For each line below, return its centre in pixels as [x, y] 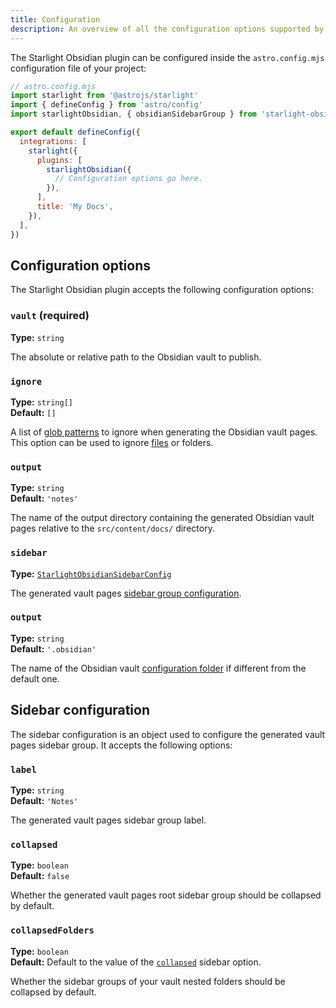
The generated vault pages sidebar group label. [108, 820]
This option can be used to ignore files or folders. [112, 442]
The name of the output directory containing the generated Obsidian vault [162, 518]
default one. [35, 678]
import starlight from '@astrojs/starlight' [104, 96]
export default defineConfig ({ [75, 132]
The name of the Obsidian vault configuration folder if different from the [158, 668]
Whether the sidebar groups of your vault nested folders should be [148, 981]
